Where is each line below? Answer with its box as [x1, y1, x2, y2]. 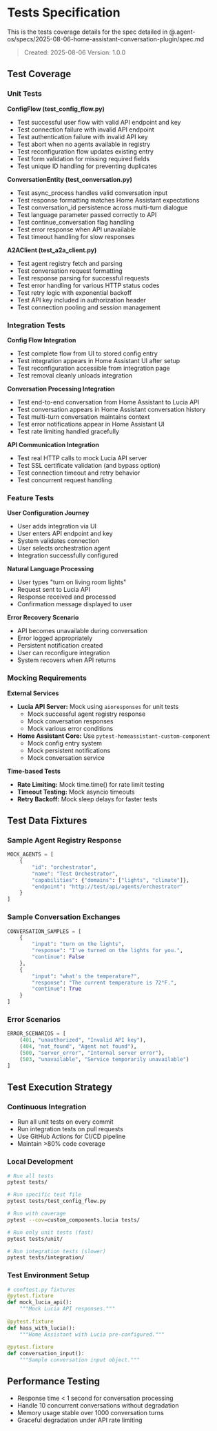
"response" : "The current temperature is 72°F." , [32, 979, 177, 986]
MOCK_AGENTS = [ [7, 851, 54, 858]
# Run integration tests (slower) [7, 1248, 107, 1255]
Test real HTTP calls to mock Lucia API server [17, 453, 147, 462]
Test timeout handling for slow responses [17, 232, 135, 240]
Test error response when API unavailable [17, 225, 136, 234]
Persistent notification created [17, 641, 103, 650]
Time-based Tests [7, 767, 61, 775]
